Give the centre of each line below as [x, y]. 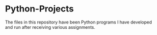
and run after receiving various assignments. [50, 27]
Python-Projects [39, 9]
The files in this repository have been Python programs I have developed [78, 22]
